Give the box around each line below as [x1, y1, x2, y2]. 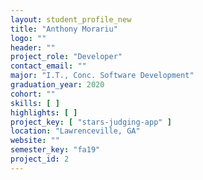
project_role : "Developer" [10, 52, 123, 62]
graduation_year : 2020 [10, 80, 105, 90]
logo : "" [10, 33, 47, 43]
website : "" [10, 136, 60, 146]
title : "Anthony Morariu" [10, 24, 118, 34]
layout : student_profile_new [10, 14, 132, 25]
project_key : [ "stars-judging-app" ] [10, 117, 172, 127]
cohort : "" [10, 89, 56, 99]
